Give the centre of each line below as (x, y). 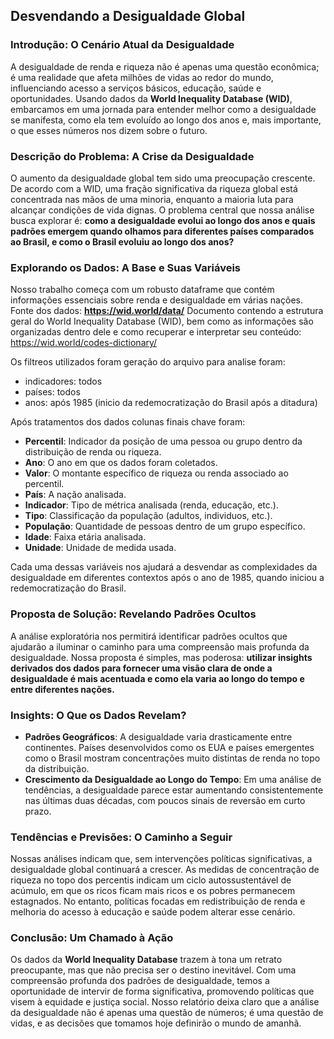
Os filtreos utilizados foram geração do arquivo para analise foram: (148, 362)
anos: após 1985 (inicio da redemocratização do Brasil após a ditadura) (171, 403)
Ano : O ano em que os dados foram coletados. (121, 463)
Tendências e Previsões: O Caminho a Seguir (121, 837)
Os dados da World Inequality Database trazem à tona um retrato (146, 960)
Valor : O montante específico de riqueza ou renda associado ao (156, 473)
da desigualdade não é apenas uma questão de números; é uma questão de (167, 1013)
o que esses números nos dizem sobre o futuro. (109, 130)
